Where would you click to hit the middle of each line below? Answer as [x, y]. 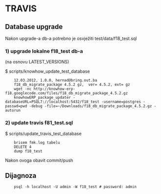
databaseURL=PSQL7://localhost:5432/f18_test [52, 102]
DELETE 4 [23, 147]
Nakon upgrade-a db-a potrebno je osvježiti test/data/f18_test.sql [71, 38]
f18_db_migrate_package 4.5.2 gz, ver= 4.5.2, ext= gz [72, 85]
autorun [13, 111]
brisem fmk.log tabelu [37, 142]
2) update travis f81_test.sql [39, 123]
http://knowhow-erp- [55, 89]
